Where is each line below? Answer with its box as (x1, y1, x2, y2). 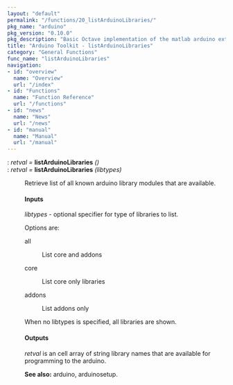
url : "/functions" (13, 101, 67, 108)
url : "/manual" (13, 139, 58, 146)
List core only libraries (42, 277, 105, 286)
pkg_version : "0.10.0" (7, 29, 73, 37)
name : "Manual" (13, 132, 58, 139)
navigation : (7, 62, 42, 69)
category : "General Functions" (7, 49, 98, 56)
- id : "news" (7, 107, 45, 114)
